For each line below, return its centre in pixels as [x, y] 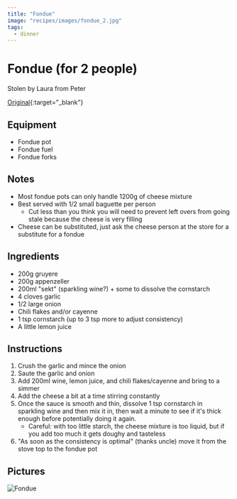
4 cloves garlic [39, 296]
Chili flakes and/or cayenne [57, 311]
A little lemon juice [45, 326]
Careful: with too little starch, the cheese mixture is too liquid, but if [126, 426]
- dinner [27, 34]
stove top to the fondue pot [57, 449]
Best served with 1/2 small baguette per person [87, 204]
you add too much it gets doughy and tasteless [97, 434]
